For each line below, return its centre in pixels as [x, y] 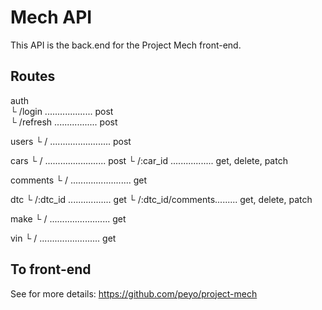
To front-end [51, 269]
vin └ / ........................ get [63, 238]
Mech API [51, 17]
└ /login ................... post [62, 111]
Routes [33, 76]
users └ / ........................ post [71, 141]
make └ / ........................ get [68, 218]
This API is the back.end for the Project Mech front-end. [126, 45]
